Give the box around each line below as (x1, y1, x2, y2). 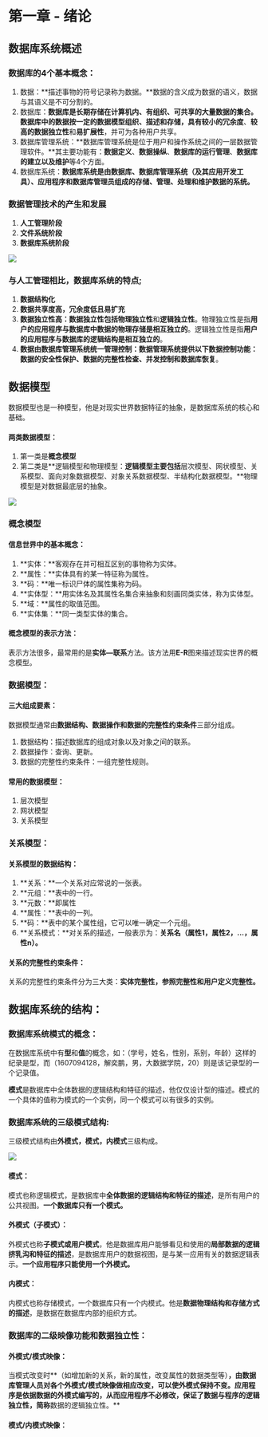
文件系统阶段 (19, 228, 62, 238)
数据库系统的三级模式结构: (8, 1117, 109, 1128)
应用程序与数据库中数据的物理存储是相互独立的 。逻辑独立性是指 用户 (33, 325, 258, 334)
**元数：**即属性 (19, 898, 77, 907)
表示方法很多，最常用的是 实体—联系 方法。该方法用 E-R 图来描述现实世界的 (8, 648, 251, 657)
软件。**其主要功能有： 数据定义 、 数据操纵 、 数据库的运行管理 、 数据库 (26, 147, 258, 156)
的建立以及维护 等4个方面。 (19, 156, 109, 166)
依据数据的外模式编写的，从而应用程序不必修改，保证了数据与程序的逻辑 (22, 1391, 260, 1400)
